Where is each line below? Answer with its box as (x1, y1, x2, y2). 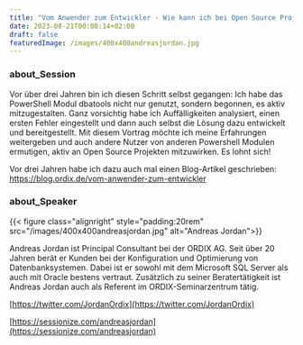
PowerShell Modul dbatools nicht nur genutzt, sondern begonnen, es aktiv (9, 98, 286, 109)
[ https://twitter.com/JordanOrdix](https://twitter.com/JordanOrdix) (9, 298, 255, 309)
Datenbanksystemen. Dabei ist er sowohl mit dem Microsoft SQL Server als (9, 262, 289, 273)
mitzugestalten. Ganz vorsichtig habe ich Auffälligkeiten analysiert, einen (9, 107, 280, 118)
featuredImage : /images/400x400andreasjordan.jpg (9, 38, 200, 48)
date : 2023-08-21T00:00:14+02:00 (9, 22, 135, 31)
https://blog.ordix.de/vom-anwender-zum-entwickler (9, 173, 207, 184)
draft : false (9, 30, 59, 39)
